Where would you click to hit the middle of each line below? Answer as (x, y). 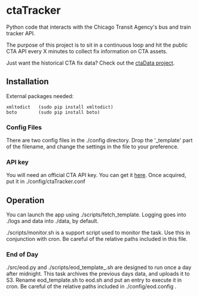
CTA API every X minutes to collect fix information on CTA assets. (87, 51)
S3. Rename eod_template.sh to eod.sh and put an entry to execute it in (94, 280)
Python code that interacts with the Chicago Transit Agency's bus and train (99, 27)
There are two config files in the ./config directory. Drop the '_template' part (99, 141)
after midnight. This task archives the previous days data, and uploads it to (98, 274)
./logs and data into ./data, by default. (52, 221)
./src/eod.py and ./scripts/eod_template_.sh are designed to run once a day (99, 267)
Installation (27, 82)
